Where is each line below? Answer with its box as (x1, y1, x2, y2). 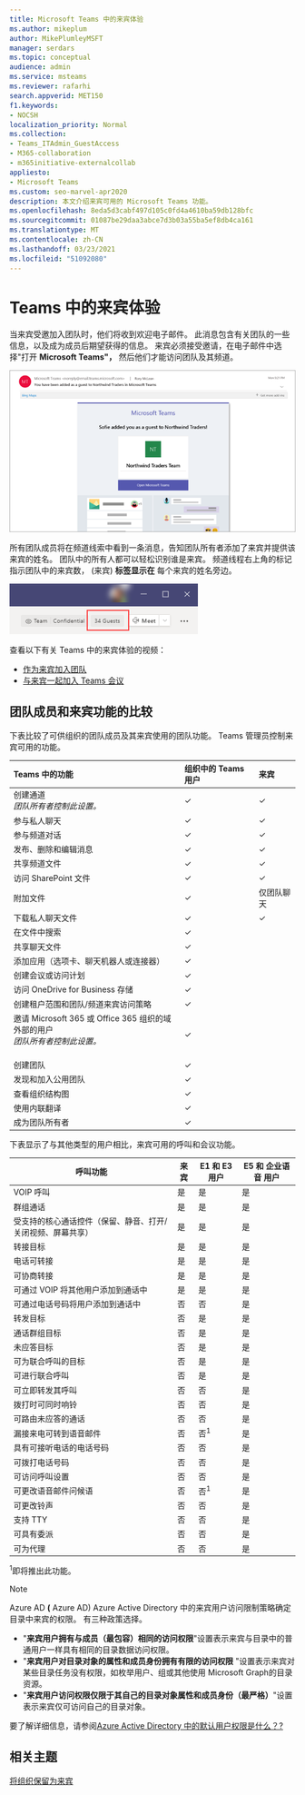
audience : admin (9, 63, 71, 72)
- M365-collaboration (9, 149, 92, 158)
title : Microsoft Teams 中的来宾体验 (9, 15, 144, 24)
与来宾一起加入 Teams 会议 (22, 675, 124, 686)
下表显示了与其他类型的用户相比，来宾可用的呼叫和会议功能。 (9, 1138, 241, 1149)
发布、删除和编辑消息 (13, 844, 93, 855)
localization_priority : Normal (9, 120, 128, 129)
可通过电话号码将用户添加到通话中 (13, 1299, 141, 1310)
